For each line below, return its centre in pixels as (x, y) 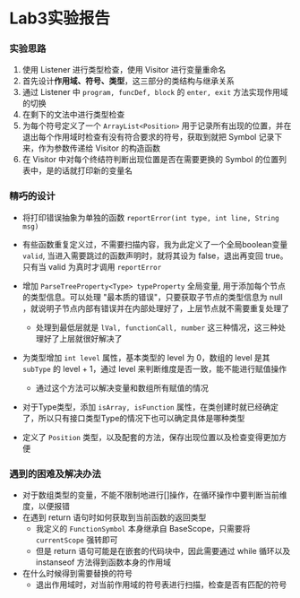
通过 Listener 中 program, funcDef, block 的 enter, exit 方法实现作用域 (155, 92)
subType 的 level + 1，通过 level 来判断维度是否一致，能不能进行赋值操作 (154, 368)
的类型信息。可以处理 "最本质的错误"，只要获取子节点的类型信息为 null (153, 297)
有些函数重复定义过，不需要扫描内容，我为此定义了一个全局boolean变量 (155, 244)
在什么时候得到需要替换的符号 (77, 574)
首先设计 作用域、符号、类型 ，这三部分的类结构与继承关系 (128, 81)
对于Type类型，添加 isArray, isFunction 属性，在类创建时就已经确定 (150, 407)
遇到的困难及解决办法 (55, 473)
